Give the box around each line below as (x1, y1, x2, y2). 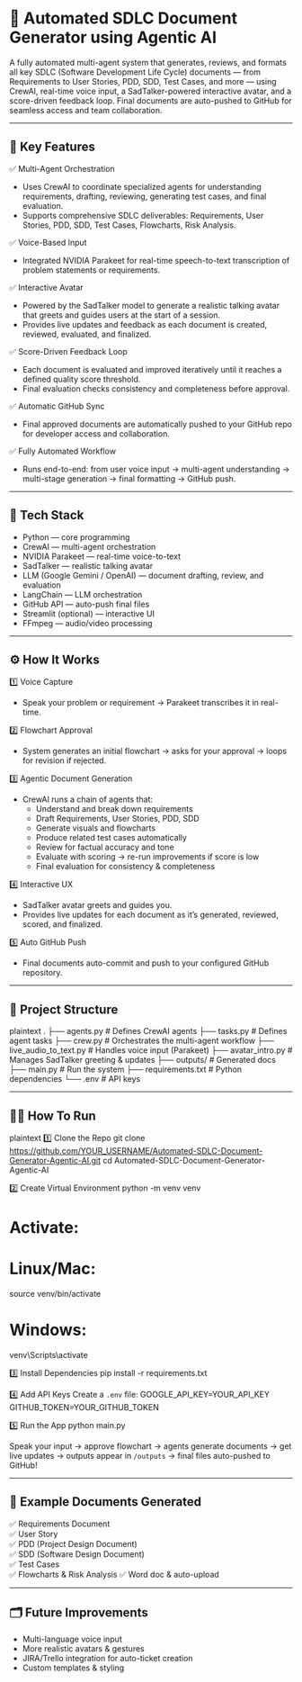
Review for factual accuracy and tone (35, 841, 174, 853)
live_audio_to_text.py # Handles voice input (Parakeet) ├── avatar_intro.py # (9, 1045, 293, 1056)
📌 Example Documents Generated (9, 1494, 202, 1510)
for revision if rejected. (22, 755, 107, 766)
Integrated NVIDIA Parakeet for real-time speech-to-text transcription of (22, 255, 290, 265)
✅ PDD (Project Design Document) (9, 1538, 138, 1549)
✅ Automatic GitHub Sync (9, 400, 105, 411)
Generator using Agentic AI (9, 27, 218, 48)
